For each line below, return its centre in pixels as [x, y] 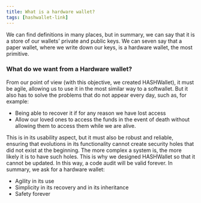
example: [17, 101]
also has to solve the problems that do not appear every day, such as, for [97, 95]
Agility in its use [34, 181]
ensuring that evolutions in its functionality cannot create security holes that [100, 144]
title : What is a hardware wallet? [51, 12]
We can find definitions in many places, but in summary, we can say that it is [100, 34]
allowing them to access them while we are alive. [75, 126]
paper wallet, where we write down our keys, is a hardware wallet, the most [100, 47]
